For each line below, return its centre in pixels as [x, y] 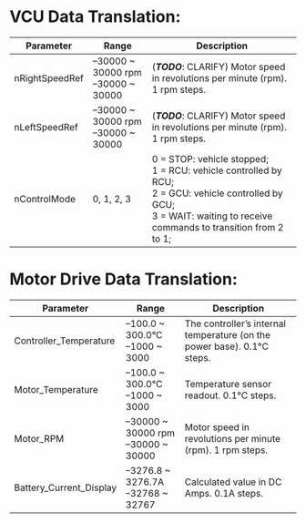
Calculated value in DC [233, 482]
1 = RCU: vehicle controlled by [217, 170]
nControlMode [45, 199]
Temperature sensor [228, 384]
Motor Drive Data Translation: [124, 279]
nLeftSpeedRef [46, 127]
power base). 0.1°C [226, 346]
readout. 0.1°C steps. [230, 395]
